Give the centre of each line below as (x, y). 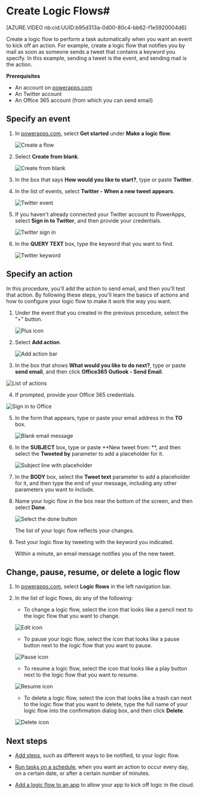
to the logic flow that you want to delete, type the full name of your (106, 705)
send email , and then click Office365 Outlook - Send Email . (89, 372)
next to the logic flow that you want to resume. (81, 675)
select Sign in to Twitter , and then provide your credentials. (88, 220)
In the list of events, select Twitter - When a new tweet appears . (95, 191)
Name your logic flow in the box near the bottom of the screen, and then (104, 501)
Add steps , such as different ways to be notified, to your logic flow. (97, 755)
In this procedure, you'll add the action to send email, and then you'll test (96, 288)
